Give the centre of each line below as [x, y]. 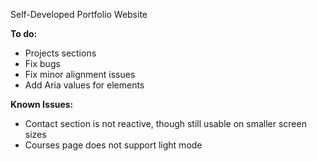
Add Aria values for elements [84, 85]
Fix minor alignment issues [80, 74]
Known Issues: [42, 104]
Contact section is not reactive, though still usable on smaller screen [165, 123]
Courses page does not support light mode [113, 145]
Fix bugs [42, 63]
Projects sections [60, 53]
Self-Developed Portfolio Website [79, 14]
